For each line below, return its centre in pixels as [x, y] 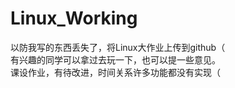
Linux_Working [74, 18]
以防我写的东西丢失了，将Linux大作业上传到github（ [118, 47]
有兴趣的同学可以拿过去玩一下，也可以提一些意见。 [115, 59]
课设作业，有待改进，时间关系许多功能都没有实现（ [115, 72]
